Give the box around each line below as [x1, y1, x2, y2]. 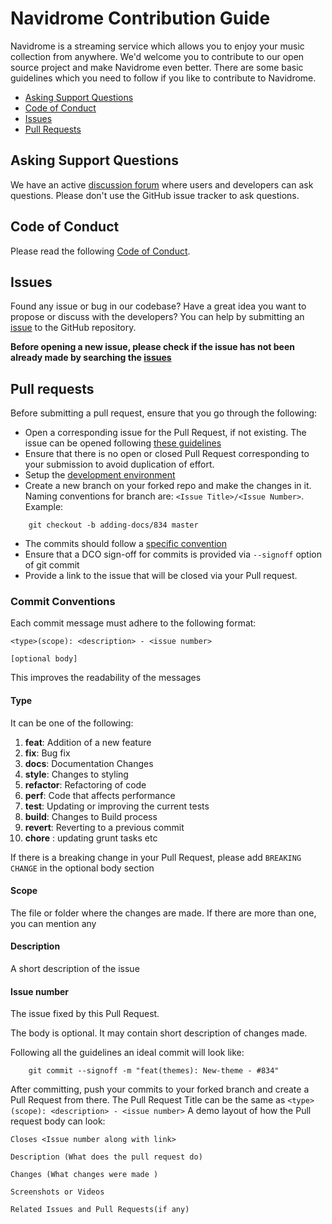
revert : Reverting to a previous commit [24, 821, 185, 833]
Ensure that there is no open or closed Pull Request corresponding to [24, 448, 310, 460]
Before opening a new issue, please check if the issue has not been [10, 341, 295, 353]
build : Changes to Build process [24, 810, 158, 822]
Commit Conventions [10, 595, 116, 609]
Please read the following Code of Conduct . [10, 245, 191, 257]
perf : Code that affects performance [24, 789, 176, 801]
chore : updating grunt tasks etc [24, 832, 158, 844]
